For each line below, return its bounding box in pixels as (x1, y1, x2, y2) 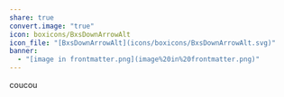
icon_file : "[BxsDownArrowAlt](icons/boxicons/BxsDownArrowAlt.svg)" (9, 38, 277, 48)
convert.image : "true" (9, 22, 95, 31)
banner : (9, 47, 39, 56)
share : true (9, 13, 54, 22)
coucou (9, 80, 38, 90)
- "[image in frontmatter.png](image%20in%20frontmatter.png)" (17, 55, 260, 64)
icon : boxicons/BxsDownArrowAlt (9, 30, 131, 39)
